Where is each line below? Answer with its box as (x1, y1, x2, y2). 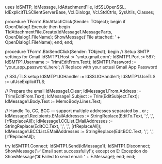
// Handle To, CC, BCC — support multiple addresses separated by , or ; (5, 108, 149, 114)
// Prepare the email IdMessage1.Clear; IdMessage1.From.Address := (5, 88, 142, 94)
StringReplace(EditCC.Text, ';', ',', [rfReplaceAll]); (5, 123, 102, 129)
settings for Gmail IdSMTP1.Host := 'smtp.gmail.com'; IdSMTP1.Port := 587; (5, 54, 155, 60)
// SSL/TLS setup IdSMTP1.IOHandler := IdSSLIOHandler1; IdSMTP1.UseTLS (5, 74, 156, 79)
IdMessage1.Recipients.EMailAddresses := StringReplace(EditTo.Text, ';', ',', (5, 113, 154, 118)
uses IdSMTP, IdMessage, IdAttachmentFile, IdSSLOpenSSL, (5, 4, 126, 10)
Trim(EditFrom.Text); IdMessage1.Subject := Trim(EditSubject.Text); (5, 93, 139, 99)
